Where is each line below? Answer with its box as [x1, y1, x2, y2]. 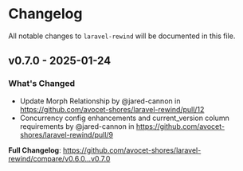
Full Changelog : [8, 145, 61, 155]
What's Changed [8, 78, 76, 89]
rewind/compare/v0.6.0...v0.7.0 [8, 154, 111, 163]
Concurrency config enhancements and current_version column [19, 113, 229, 122]
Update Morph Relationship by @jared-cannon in [19, 96, 181, 106]
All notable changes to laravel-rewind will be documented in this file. [8, 31, 236, 41]
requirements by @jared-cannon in [19, 121, 135, 131]
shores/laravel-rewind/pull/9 [19, 130, 114, 139]
